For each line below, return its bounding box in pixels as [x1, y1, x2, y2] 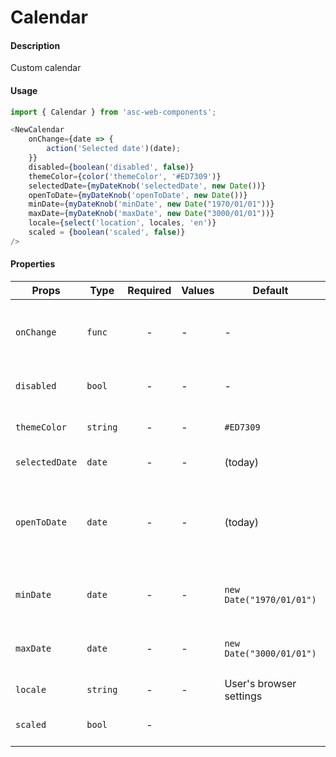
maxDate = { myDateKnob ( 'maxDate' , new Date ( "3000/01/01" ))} [28, 209, 275, 219]
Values [181, 284, 215, 298]
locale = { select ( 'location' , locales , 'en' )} [28, 218, 217, 228]
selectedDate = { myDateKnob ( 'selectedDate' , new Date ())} [28, 181, 267, 191]
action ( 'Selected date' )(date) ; [46, 144, 182, 154]
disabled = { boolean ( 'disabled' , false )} [28, 162, 195, 172]
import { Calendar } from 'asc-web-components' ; [10, 107, 217, 117]
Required [127, 284, 172, 298]
